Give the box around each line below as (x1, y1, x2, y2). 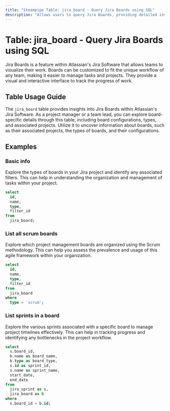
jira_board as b (10, 392, 44, 397)
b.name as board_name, (10, 354, 58, 359)
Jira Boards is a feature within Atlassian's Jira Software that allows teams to (5, 61, 163, 68)
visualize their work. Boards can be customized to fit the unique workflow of (5, 67, 164, 73)
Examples (5, 142, 37, 151)
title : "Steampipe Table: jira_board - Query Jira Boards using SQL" (5, 7, 155, 13)
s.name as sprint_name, (10, 368, 60, 373)
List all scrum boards (5, 230, 58, 237)
